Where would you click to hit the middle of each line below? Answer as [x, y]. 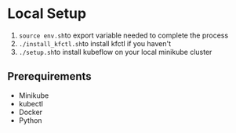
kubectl [31, 103]
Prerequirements [49, 76]
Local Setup [47, 14]
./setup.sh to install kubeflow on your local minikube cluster [115, 52]
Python [30, 120]
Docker [31, 112]
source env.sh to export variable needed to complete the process [123, 35]
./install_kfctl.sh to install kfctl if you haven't [95, 43]
